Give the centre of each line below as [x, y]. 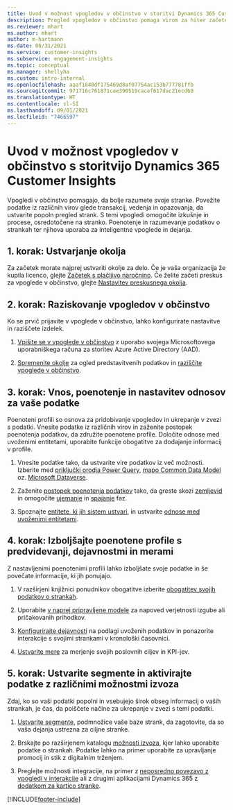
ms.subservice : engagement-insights [60, 59]
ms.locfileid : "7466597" [43, 117]
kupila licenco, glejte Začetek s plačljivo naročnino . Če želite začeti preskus [115, 276]
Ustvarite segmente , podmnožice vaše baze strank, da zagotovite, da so [121, 722]
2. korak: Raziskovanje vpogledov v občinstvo [109, 304]
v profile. [20, 449]
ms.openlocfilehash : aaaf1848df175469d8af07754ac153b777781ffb [101, 85]
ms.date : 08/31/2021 [37, 46]
